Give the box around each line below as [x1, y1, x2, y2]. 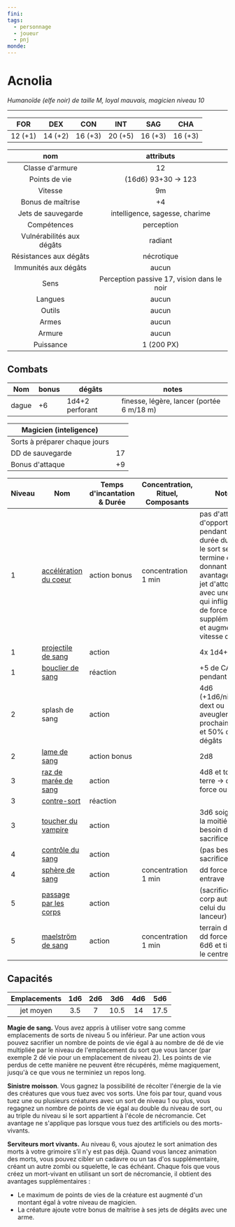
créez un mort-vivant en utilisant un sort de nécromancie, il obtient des [7, 1170, 212, 1178]
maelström [41, 932, 77, 941]
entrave [199, 874, 225, 883]
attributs [145, 151, 176, 161]
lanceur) [199, 911, 227, 921]
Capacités [7, 973, 53, 985]
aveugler [199, 709, 229, 719]
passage [41, 890, 70, 899]
